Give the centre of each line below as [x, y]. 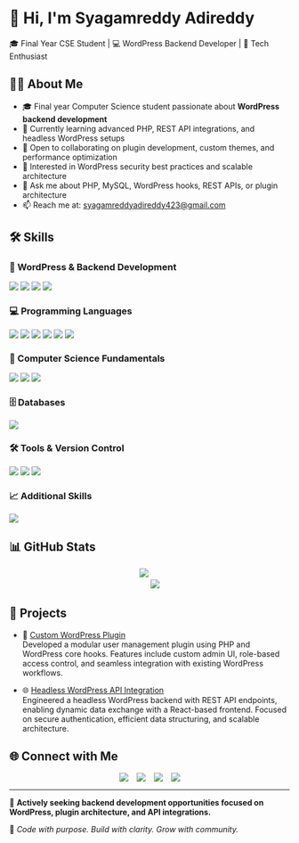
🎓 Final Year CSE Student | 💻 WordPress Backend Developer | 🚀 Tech [139, 43]
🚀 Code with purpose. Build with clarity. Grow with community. [124, 830]
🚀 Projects [38, 614]
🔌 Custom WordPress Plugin [74, 634]
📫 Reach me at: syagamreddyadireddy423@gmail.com [124, 205]
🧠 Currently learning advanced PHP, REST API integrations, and [138, 128]
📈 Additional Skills [51, 495]
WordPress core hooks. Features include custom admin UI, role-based [151, 653]
